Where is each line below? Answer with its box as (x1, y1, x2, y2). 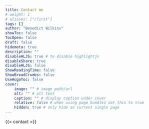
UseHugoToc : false (5, 77, 43, 82)
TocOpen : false (5, 35, 37, 40)
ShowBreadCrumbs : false (5, 72, 55, 77)
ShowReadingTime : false (5, 68, 55, 73)
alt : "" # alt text (14, 91, 55, 96)
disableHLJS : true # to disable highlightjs (5, 53, 99, 59)
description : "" (5, 49, 39, 54)
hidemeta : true (5, 44, 37, 49)
